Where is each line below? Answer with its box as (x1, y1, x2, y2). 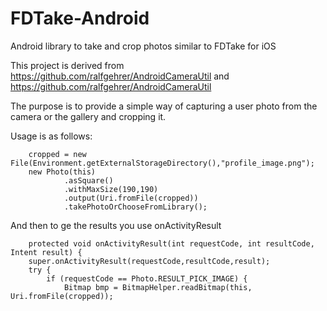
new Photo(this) (28, 167, 97, 177)
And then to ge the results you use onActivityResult (10, 219, 222, 231)
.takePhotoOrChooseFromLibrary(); (63, 202, 208, 212)
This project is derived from (10, 59, 125, 71)
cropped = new (28, 149, 87, 159)
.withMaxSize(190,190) (63, 184, 159, 194)
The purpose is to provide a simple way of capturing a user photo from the (10, 100, 318, 112)
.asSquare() (63, 175, 114, 186)
